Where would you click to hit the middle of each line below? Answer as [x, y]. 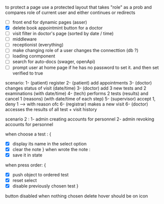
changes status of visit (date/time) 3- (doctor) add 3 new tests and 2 [76, 88]
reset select [24, 180]
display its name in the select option [49, 143]
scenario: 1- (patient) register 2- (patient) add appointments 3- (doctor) [78, 82]
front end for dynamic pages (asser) [50, 22]
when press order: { [25, 165]
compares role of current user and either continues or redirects [70, 12]
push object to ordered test [40, 174]
